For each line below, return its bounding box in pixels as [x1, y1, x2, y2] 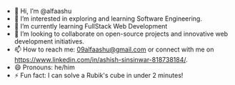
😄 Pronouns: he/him [14, 63, 75, 71]
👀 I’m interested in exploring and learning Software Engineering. [14, 14, 202, 23]
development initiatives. [14, 37, 84, 46]
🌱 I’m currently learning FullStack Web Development [14, 22, 168, 30]
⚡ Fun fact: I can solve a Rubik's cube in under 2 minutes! [14, 71, 184, 79]
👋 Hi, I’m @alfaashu [14, 7, 72, 15]
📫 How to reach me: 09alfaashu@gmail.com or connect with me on [14, 45, 214, 54]
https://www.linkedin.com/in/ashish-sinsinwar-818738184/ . [14, 56, 188, 64]
